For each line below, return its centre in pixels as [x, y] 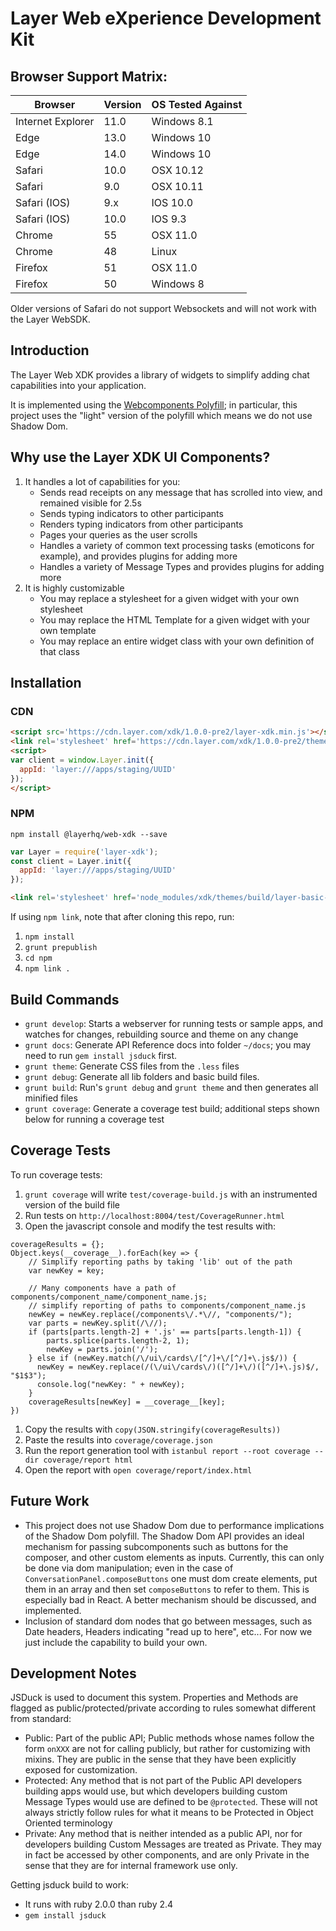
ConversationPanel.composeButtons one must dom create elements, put [171, 1578]
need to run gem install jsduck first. [101, 1055]
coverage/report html [88, 1460]
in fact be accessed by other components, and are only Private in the [167, 1855]
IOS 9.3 [169, 219]
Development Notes [73, 1673]
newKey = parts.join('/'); [102, 1349]
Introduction [50, 350]
